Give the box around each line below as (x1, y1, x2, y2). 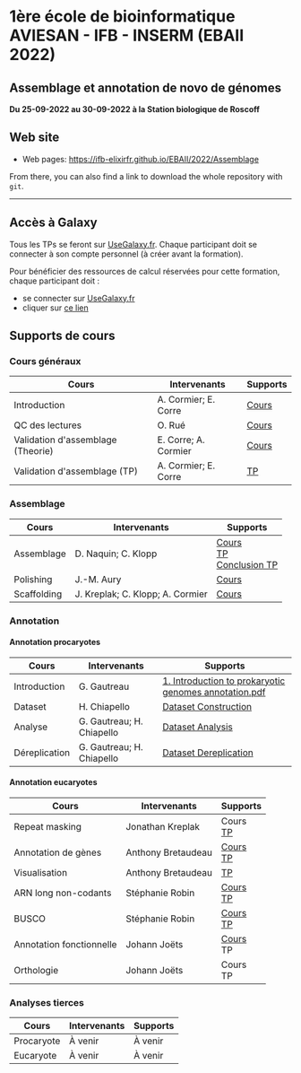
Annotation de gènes (13, 846, 102, 859)
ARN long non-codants (13, 886, 112, 899)
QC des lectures (13, 419, 82, 432)
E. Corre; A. (157, 433, 206, 446)
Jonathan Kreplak (125, 820, 200, 833)
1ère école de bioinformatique (9, 6, 236, 27)
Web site (9, 130, 60, 145)
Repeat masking (13, 820, 82, 833)
